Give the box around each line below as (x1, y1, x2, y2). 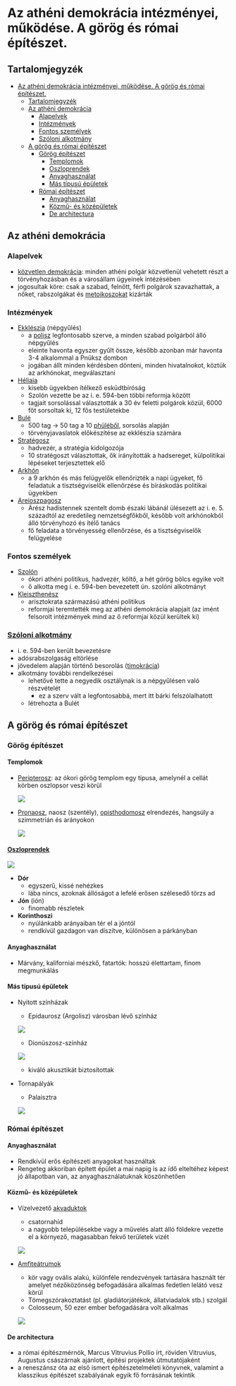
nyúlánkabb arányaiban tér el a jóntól (27, 919, 136, 927)
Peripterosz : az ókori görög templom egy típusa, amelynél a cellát (17, 774, 209, 782)
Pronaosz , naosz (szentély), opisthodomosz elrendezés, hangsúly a (17, 808, 214, 817)
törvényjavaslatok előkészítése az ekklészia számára (27, 428, 182, 437)
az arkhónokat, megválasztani (27, 368, 116, 377)
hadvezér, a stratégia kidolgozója (27, 443, 125, 452)
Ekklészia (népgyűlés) (17, 323, 82, 331)
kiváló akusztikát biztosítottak (27, 1065, 114, 1074)
